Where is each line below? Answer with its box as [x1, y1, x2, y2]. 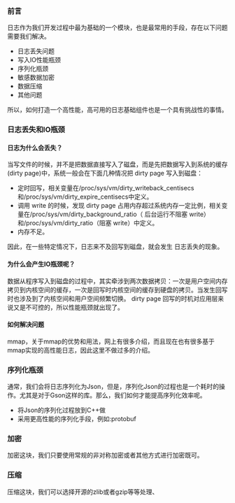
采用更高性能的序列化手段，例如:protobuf [17, 415, 136, 423]
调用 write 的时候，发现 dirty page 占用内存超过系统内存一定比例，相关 [17, 201, 222, 210]
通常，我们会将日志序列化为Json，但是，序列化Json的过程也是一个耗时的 [7, 383, 220, 391]
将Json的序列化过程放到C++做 [17, 406, 106, 414]
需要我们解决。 [7, 32, 50, 41]
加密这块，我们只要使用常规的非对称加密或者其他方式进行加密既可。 [7, 451, 204, 460]
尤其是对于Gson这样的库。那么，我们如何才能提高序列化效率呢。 [19, 391, 206, 399]
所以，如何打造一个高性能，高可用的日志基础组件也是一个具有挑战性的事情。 [7, 106, 228, 114]
